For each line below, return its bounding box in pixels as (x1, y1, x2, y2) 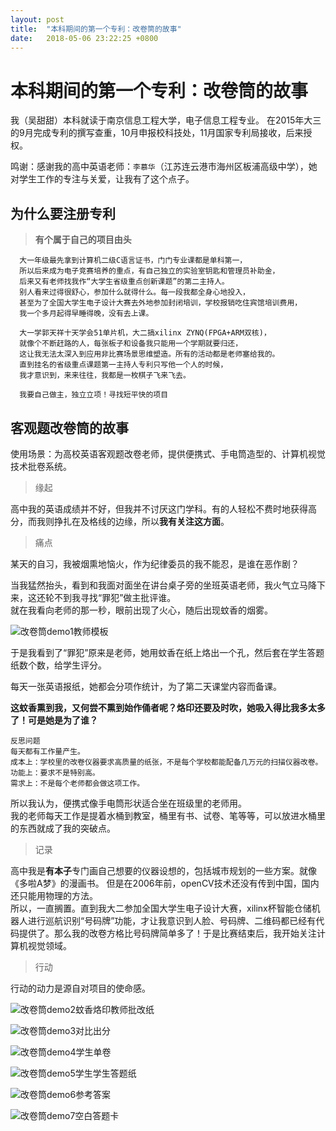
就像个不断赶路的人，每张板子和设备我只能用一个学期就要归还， (19, 339, 243, 349)
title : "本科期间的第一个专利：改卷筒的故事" (10, 24, 182, 34)
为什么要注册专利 (10, 205, 116, 222)
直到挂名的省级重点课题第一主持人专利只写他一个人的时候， (19, 360, 228, 370)
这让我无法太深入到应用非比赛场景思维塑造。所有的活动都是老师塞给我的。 (19, 349, 280, 360)
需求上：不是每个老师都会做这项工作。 (10, 778, 145, 788)
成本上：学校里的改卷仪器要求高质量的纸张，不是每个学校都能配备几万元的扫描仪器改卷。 (10, 757, 323, 767)
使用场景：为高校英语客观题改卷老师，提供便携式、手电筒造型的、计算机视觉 (10, 447, 326, 460)
